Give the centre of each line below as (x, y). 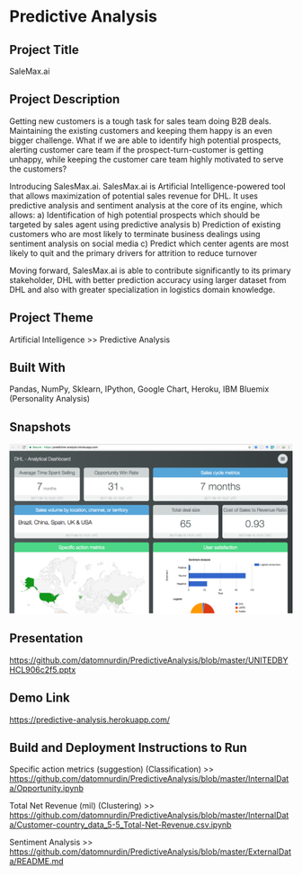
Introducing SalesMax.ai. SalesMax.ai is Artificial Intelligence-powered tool (147, 186)
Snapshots (40, 427)
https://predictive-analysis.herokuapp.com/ (90, 720)
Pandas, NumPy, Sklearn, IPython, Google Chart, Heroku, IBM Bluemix (139, 389)
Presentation (46, 638)
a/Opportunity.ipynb (46, 789)
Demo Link (40, 698)
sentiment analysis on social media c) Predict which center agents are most (149, 243)
